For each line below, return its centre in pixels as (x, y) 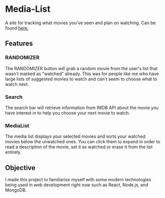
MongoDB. (16, 190)
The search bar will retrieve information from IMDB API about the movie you (82, 108)
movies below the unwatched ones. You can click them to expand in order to (83, 142)
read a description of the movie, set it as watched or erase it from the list (79, 147)
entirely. (13, 152)
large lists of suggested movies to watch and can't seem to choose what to (81, 79)
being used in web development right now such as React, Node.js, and (77, 185)
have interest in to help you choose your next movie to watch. (68, 113)
